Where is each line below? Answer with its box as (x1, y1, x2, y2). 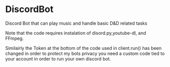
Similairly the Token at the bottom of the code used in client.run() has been (5, 45, 162, 51)
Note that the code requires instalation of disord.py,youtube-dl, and (5, 30, 146, 36)
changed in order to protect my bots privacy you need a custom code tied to (5, 50, 165, 56)
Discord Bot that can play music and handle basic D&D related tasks (5, 20, 148, 26)
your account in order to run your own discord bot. (5, 55, 111, 61)
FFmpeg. (5, 35, 24, 41)
